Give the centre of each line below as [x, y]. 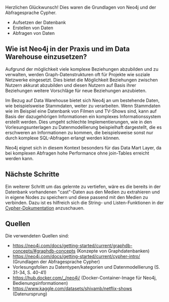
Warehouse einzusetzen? [46, 57]
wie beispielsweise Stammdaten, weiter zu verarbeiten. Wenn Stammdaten [83, 106]
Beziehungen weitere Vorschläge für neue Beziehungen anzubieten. [76, 90]
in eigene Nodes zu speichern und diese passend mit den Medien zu [77, 197]
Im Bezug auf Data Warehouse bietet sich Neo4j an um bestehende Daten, [82, 100]
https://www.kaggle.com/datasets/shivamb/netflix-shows [72, 289]
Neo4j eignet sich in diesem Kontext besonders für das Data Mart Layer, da [83, 147]
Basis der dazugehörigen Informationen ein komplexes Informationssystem [83, 116]
